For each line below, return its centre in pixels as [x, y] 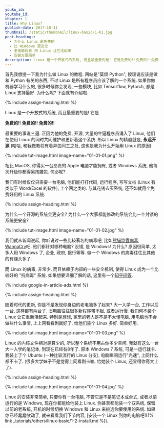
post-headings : [20, 37]
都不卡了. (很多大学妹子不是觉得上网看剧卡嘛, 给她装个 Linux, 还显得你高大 [80, 361]
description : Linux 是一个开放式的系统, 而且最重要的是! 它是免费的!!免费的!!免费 [82, 60]
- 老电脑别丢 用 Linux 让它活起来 [41, 50]
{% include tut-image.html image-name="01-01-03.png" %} [65, 333]
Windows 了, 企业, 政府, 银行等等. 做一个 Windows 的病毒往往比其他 [87, 252]
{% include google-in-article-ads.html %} [47, 285]
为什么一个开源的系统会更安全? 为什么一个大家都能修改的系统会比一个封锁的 [82, 214]
